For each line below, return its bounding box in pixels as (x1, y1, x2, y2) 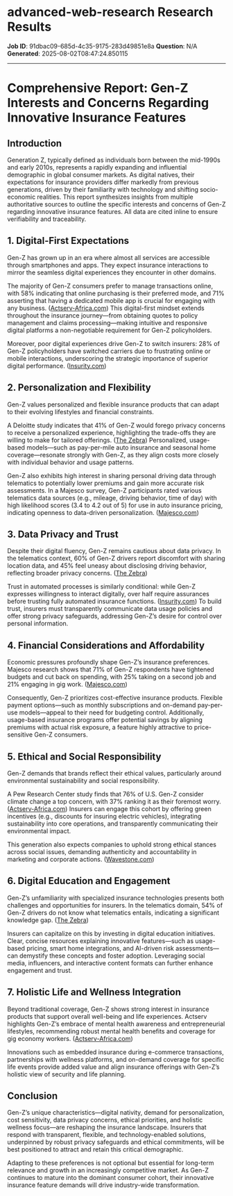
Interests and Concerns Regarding (7, 95, 209, 111)
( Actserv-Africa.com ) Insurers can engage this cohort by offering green (7, 805, 212, 813)
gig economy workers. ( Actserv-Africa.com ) (7, 1034, 133, 1042)
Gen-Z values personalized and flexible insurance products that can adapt (7, 400, 220, 409)
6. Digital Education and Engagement (7, 875, 171, 887)
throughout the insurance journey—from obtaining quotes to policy (7, 311, 198, 320)
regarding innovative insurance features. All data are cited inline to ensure (7, 207, 218, 215)
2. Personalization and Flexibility (7, 382, 151, 393)
